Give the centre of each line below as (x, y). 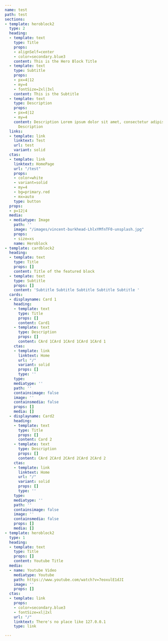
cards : (16, 295)
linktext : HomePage (34, 164)
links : (16, 131)
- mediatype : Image (30, 220)
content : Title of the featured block (54, 271)
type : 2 (17, 29)
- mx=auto (24, 196)
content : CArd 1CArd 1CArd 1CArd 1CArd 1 (62, 342)
